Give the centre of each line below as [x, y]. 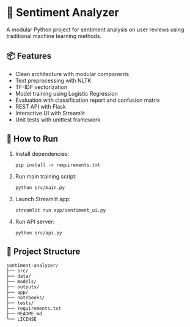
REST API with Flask [40, 106]
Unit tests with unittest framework [58, 120]
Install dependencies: [42, 153]
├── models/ [21, 282]
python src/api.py [38, 233]
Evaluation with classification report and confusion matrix [87, 100]
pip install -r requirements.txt [58, 165]
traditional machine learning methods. [54, 36]
